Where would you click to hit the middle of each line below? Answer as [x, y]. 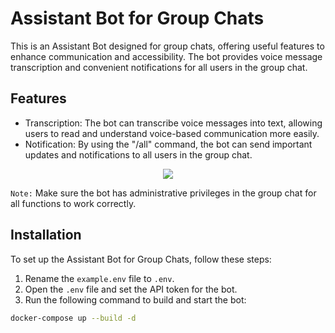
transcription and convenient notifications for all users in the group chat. [159, 67]
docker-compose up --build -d [73, 318]
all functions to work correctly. [73, 203]
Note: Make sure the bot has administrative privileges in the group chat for [163, 193]
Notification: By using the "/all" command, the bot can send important [168, 144]
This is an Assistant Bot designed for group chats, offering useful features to [167, 46]
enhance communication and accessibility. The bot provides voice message [166, 56]
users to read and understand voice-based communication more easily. [172, 133]
